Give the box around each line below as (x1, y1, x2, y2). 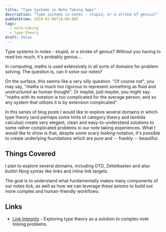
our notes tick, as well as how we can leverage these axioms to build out (5, 183, 153, 189)
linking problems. (12, 221, 48, 227)
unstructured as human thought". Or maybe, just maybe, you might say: (5, 89, 151, 95)
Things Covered (5, 150, 56, 158)
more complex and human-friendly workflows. (5, 188, 100, 194)
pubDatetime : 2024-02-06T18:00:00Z (5, 16, 79, 21)
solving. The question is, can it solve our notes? (5, 68, 103, 74)
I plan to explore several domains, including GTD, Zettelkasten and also (5, 163, 150, 169)
